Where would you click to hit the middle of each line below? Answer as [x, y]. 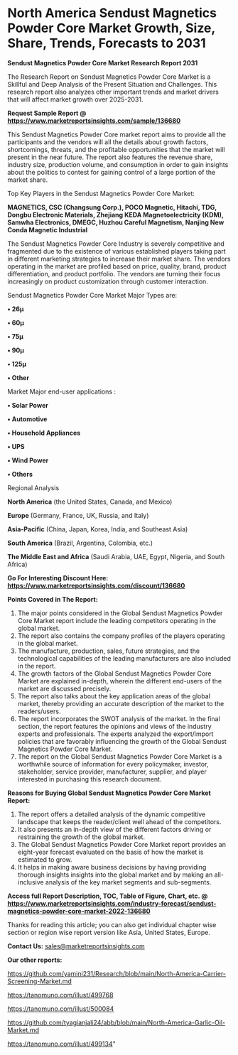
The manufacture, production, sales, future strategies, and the [109, 651]
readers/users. [39, 711]
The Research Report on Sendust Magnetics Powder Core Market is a [109, 77]
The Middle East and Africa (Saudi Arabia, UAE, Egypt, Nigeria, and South [116, 556]
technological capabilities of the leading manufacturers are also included [124, 658]
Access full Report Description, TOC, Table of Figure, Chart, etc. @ [108, 896]
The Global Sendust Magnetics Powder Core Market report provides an [121, 844]
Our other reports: [35, 960]
